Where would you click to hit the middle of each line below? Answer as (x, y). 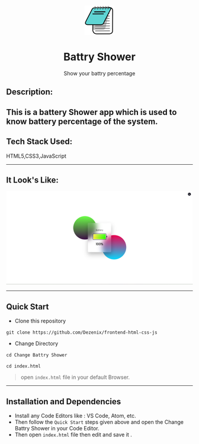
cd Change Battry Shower (37, 355)
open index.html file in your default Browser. (75, 377)
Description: (30, 92)
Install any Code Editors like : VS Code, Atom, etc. (75, 416)
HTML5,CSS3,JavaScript (36, 156)
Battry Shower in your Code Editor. (57, 428)
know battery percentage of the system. (82, 121)
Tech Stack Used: (39, 142)
